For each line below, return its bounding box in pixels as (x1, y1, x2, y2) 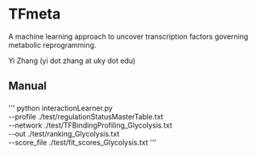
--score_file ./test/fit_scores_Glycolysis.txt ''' (8, 138, 157, 148)
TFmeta (8, 5, 61, 23)
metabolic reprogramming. (8, 40, 97, 49)
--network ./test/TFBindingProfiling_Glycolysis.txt (8, 120, 173, 130)
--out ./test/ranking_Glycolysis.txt (8, 129, 120, 139)
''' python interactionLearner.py (8, 103, 113, 113)
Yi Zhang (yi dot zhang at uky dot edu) (8, 56, 136, 65)
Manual (8, 79, 47, 93)
